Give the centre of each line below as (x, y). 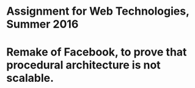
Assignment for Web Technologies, (98, 11)
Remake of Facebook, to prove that (97, 52)
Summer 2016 (42, 24)
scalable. (30, 78)
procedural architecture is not (83, 65)
